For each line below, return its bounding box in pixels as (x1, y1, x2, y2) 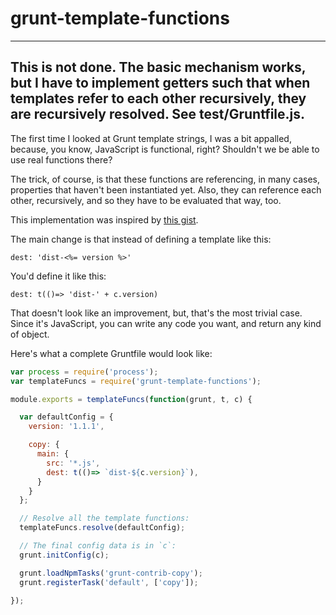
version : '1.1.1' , (28, 422, 105, 432)
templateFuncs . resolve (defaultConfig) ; (19, 523, 186, 533)
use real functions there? (10, 153, 113, 166)
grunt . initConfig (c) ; (19, 550, 110, 560)
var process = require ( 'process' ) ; (10, 367, 159, 377)
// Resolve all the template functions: (19, 513, 190, 524)
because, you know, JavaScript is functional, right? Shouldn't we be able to (10, 143, 320, 155)
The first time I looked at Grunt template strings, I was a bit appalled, (10, 132, 292, 144)
